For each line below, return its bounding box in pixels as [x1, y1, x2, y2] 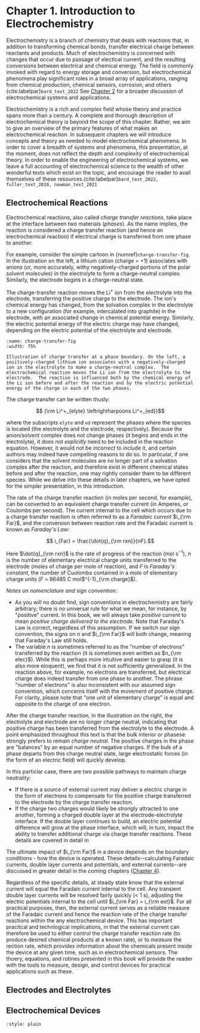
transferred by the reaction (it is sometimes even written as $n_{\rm [14, 650, 181, 657]
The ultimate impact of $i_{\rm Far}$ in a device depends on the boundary [6, 848, 189, 855]
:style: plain [6, 1021, 42, 1028]
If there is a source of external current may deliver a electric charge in [14, 786, 187, 793]
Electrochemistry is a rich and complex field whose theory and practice [6, 105, 181, 112]
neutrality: [6, 774, 31, 781]
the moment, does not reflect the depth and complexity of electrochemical [6, 149, 189, 157]
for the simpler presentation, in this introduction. [6, 482, 125, 490]
